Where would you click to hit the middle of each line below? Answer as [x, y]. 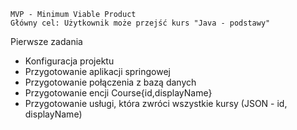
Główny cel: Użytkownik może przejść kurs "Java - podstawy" [140, 23]
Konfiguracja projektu [69, 61]
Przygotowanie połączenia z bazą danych [110, 82]
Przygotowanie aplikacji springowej [97, 71]
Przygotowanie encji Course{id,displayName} [118, 93]
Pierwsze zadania [46, 41]
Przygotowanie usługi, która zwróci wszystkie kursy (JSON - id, [156, 103]
